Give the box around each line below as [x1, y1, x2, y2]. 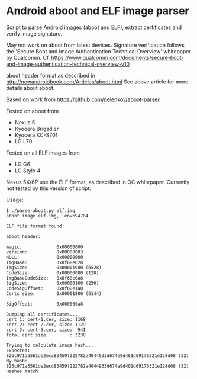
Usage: [6, 196, 24, 203]
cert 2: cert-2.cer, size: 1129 [6, 322, 86, 327]
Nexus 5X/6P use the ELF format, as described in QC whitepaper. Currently [6, 178, 190, 185]
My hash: [6, 358, 28, 364]
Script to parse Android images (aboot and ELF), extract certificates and [6, 24, 182, 31]
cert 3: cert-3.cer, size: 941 [6, 327, 86, 333]
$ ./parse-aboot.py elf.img [6, 207, 76, 214]
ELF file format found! [6, 223, 65, 229]
